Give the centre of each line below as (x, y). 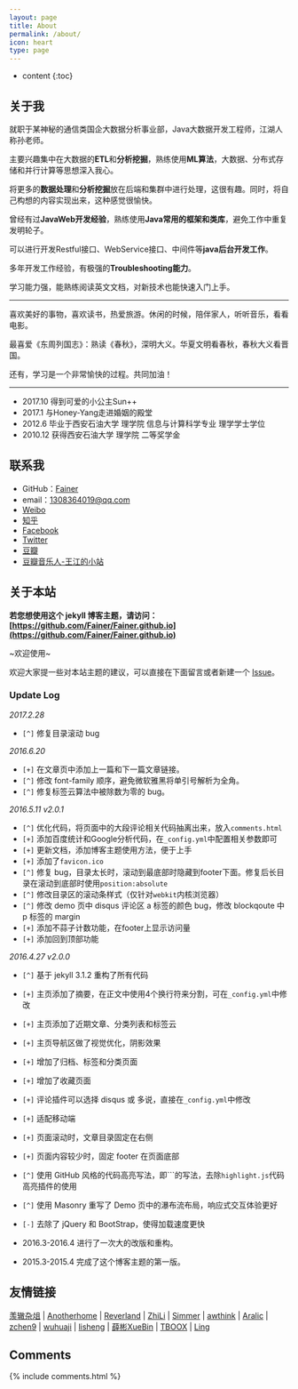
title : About (33, 26)
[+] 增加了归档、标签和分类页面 (80, 1061)
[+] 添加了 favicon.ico (63, 861)
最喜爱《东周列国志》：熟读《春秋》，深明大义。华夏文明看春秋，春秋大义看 (145, 344)
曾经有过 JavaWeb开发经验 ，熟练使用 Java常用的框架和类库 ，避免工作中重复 (149, 219)
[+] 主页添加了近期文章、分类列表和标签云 (99, 1024)
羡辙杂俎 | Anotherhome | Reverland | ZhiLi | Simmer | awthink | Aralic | (139, 1315)
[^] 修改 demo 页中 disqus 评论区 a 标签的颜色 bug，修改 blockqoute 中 (153, 905)
